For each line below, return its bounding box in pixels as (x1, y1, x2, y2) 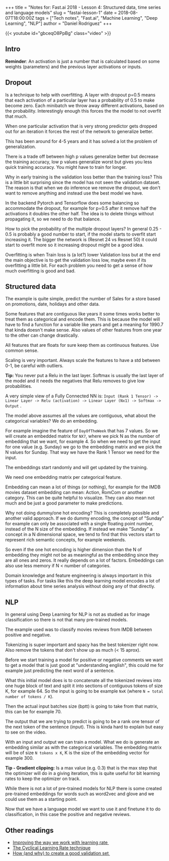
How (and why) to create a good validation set (12, 850, 109, 856)
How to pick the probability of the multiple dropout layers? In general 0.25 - (5, 225, 162, 232)
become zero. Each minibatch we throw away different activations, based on (5, 102, 164, 108)
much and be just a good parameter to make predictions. (5, 500, 124, 506)
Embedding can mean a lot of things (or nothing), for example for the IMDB (5, 484, 161, 490)
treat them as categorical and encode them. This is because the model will (5, 316, 160, 323)
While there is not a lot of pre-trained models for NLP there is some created (5, 786, 162, 792)
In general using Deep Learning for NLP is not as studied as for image (5, 611, 150, 617)
